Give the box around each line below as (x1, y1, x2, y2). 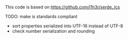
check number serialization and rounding (12, 28, 95, 34)
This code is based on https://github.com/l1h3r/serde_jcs (5, 4, 120, 10)
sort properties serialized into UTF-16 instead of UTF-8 (12, 23, 123, 29)
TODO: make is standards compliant (5, 14, 78, 19)
